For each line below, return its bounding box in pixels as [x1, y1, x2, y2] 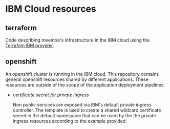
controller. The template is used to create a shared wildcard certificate [12, 107, 161, 113]
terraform [5, 24, 37, 32]
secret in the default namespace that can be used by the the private [12, 112, 156, 118]
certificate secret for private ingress [12, 92, 89, 98]
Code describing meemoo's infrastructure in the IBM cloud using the [5, 37, 150, 43]
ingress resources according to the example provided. [12, 118, 127, 124]
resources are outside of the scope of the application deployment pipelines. [5, 81, 165, 88]
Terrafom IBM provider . [5, 42, 54, 49]
